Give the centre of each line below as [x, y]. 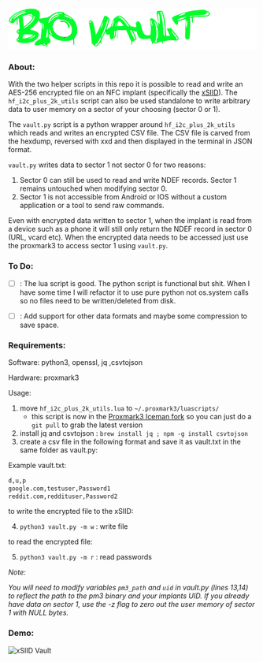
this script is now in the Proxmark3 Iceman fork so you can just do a [141, 417]
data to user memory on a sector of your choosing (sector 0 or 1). [114, 110]
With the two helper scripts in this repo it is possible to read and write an [126, 84]
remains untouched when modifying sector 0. [93, 188]
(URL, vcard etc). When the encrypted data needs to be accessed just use [128, 237]
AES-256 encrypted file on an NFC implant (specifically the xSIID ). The [123, 93]
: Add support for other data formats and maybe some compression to [133, 316]
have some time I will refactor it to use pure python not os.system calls [134, 292]
